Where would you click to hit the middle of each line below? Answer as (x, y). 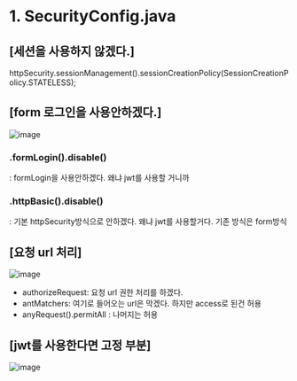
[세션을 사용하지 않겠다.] (72, 51)
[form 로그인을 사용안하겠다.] (86, 113)
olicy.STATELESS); (43, 82)
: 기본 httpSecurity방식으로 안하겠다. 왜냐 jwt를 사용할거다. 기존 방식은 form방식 (148, 222)
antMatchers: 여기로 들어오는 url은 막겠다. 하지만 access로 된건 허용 (141, 304)
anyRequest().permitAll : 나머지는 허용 (90, 315)
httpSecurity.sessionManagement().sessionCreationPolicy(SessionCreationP (149, 73)
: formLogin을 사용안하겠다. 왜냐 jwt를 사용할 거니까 (99, 178)
